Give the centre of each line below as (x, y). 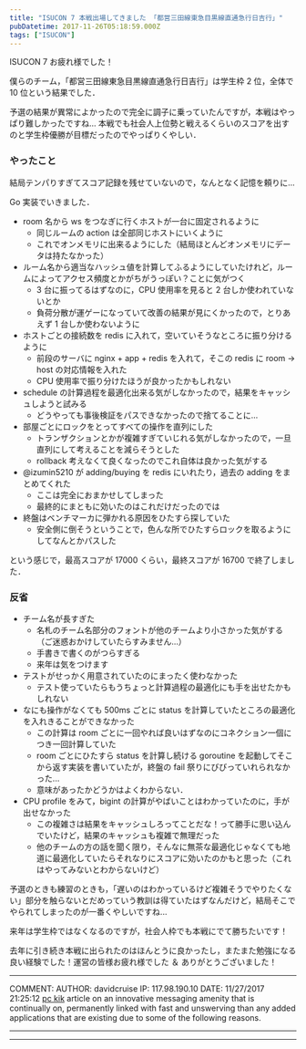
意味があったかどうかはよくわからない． (112, 789)
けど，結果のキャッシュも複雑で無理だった (140, 835)
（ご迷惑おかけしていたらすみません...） (111, 641)
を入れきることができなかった (78, 721)
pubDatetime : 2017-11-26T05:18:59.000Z (85, 26)
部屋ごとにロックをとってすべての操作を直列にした (118, 426)
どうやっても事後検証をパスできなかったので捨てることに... (147, 415)
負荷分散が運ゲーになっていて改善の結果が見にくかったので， (151, 312)
